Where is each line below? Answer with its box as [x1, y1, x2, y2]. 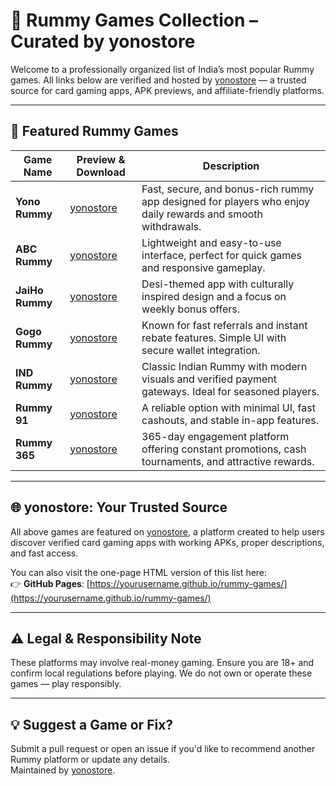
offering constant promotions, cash [141, 442, 307, 456]
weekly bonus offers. [141, 302, 241, 316]
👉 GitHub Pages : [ [10, 577, 90, 589]
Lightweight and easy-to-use [141, 235, 282, 249]
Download [76, 165, 126, 179]
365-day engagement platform [141, 429, 290, 443]
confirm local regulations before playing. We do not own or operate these [10, 667, 313, 679]
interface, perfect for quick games [141, 248, 302, 262]
